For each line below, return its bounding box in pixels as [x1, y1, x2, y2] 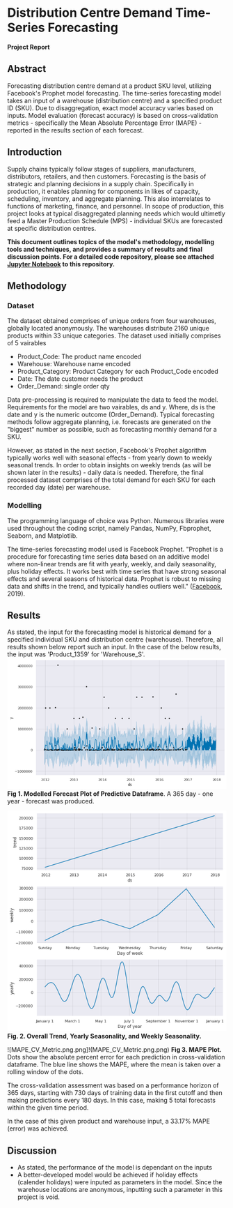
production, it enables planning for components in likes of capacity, [7, 187, 200, 195]
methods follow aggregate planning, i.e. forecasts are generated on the [7, 418, 211, 426]
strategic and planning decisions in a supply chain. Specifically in [7, 179, 194, 188]
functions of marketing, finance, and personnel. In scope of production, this [7, 202, 224, 210]
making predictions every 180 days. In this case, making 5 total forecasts [7, 1096, 216, 1105]
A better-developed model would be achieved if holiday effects [17, 1170, 198, 1179]
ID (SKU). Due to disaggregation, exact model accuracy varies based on [7, 103, 214, 112]
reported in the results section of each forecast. [7, 126, 144, 134]
